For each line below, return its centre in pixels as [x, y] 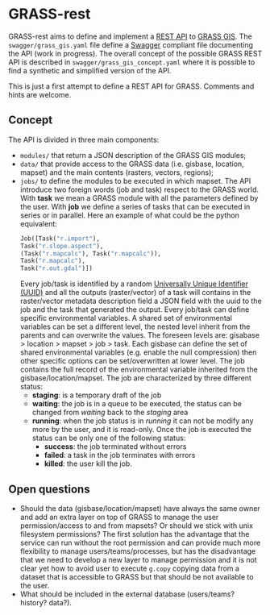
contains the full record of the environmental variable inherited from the [139, 370]
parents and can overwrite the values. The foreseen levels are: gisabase [140, 335]
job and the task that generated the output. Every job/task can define [135, 310]
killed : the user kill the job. [88, 463]
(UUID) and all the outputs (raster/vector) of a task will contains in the [135, 293]
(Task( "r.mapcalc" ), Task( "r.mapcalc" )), [91, 253]
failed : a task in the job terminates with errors [120, 455]
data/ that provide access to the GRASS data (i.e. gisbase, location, [132, 164]
